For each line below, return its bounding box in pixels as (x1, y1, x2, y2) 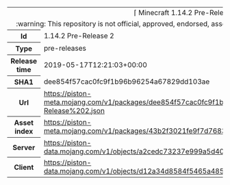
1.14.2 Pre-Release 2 (43, 31, 114, 40)
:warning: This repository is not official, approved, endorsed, (16, 19, 210, 28)
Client (13, 162, 34, 172)
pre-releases (43, 44, 87, 53)
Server (12, 143, 36, 152)
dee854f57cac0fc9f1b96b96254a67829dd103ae (43, 77, 210, 86)
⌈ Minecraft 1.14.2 (133, 8, 193, 17)
